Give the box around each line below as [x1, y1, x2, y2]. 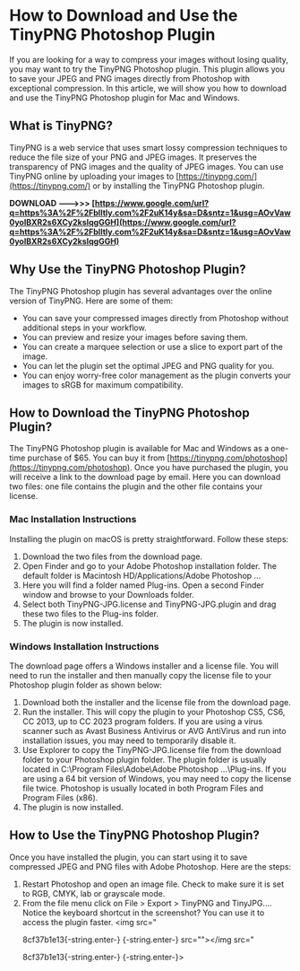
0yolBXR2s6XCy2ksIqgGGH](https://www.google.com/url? [9, 216, 236, 227]
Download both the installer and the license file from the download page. [21, 696, 291, 707]
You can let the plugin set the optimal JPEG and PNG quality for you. [21, 360, 275, 371]
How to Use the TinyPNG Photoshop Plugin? [9, 827, 260, 844]
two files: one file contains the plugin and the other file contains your [9, 481, 263, 492]
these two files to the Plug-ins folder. [21, 608, 159, 619]
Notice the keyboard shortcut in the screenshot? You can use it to [21, 907, 265, 918]
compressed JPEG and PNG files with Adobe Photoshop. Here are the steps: [9, 861, 292, 871]
